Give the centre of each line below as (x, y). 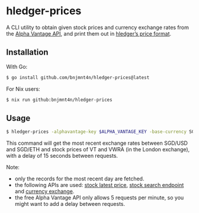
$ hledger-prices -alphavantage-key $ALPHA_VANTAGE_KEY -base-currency (96, 132)
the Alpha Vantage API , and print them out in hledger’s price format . (89, 33)
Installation (27, 53)
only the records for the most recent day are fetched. (79, 179)
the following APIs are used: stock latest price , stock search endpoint (99, 185)
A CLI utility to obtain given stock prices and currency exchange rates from (98, 27)
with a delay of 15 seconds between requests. (62, 156)
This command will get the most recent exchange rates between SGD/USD (97, 143)
